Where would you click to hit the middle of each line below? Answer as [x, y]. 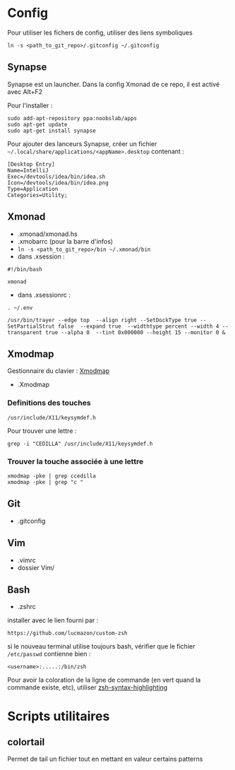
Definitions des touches [49, 403]
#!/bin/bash [25, 269]
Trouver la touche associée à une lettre [76, 461]
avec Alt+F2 [25, 91]
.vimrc [27, 560]
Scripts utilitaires [59, 716]
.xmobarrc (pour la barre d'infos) [65, 241]
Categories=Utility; [38, 195]
